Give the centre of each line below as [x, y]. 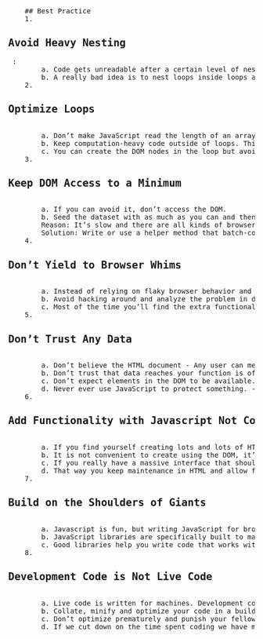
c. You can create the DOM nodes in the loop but [138, 151]
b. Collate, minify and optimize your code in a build [148, 611]
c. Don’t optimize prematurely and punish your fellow [148, 619]
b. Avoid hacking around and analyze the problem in [144, 299]
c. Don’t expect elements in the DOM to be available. [148, 381]
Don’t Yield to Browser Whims [95, 265]
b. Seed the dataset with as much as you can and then [148, 217]
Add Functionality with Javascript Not [122, 421]
